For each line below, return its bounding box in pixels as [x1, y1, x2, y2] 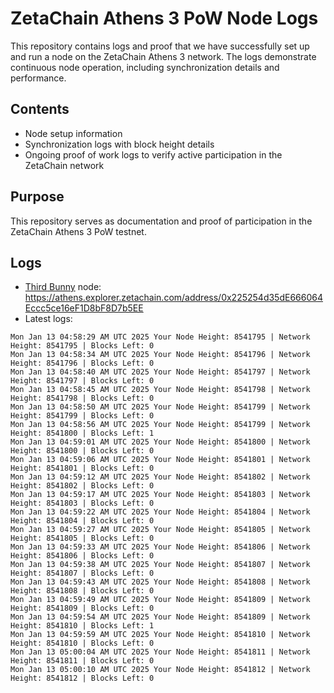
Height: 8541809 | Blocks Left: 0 [10, 603, 155, 614]
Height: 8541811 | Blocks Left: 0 [10, 656, 155, 666]
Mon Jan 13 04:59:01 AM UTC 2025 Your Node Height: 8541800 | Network [10, 437, 311, 447]
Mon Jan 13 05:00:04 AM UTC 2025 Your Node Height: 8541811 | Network [10, 647, 311, 657]
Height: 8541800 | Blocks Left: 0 [10, 446, 155, 456]
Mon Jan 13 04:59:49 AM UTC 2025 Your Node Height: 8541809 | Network [10, 595, 311, 605]
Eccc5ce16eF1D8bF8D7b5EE [24, 302, 144, 314]
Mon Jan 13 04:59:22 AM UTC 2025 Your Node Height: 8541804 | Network [10, 507, 311, 517]
